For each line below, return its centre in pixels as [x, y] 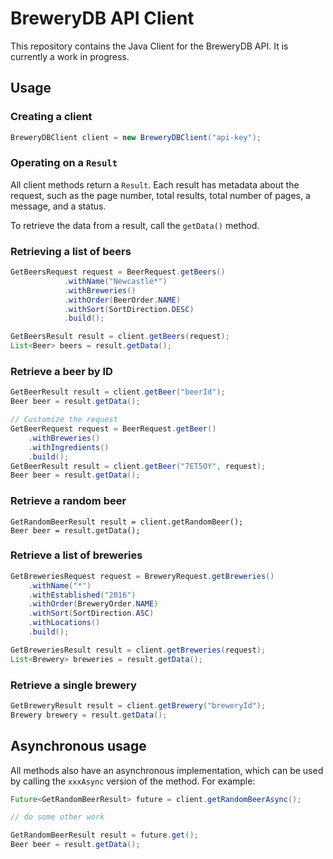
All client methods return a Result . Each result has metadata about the [155, 184]
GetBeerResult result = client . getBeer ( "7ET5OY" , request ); [138, 466]
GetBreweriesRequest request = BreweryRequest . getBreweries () [142, 576]
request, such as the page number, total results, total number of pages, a [160, 195]
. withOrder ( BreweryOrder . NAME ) [93, 604]
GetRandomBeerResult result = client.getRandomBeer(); [127, 522]
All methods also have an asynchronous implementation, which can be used [167, 770]
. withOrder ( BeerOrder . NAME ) [122, 300]
